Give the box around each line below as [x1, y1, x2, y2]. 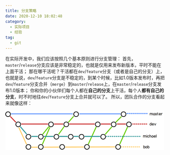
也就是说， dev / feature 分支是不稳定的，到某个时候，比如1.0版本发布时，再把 [5, 74, 165, 81]
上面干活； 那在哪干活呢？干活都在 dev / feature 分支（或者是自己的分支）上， [5, 68, 165, 74]
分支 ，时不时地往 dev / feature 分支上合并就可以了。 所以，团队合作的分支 [5, 94, 156, 100]
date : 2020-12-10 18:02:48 [5, 13, 63, 19]
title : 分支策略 [5, 8, 37, 13]
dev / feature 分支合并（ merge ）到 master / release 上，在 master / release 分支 [5, 81, 157, 87]
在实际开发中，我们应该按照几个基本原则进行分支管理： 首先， [5, 55, 136, 61]
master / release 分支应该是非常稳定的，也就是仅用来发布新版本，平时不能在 [5, 61, 162, 68]
